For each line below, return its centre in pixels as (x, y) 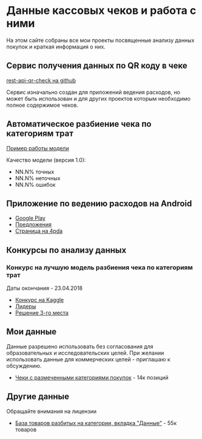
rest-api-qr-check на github (41, 80)
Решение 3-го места (42, 313)
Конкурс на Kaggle (39, 300)
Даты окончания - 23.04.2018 (45, 288)
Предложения (33, 224)
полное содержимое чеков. (42, 105)
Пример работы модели (38, 148)
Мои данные (32, 332)
